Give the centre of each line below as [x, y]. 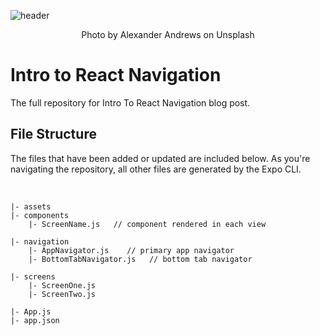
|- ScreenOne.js [62, 285]
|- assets [31, 206]
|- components [40, 215]
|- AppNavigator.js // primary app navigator [131, 250]
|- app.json [35, 320]
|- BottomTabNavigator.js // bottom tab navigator [140, 259]
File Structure [53, 134]
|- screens [33, 276]
